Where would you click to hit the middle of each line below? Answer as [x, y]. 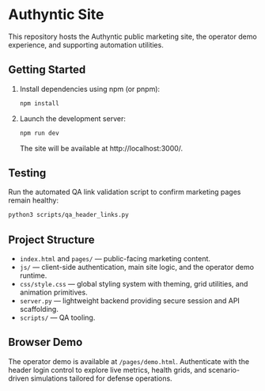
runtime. [33, 275]
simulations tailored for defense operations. [101, 378]
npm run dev [39, 133]
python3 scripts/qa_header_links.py [68, 215]
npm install [39, 103]
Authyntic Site [56, 15]
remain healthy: [34, 200]
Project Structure [51, 239]
